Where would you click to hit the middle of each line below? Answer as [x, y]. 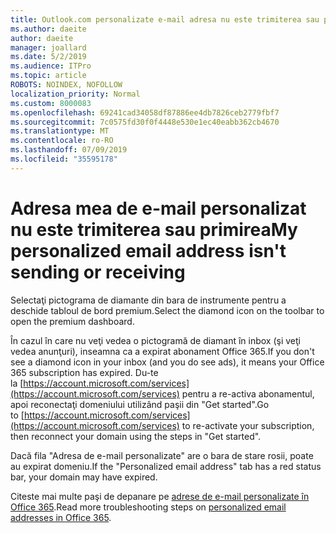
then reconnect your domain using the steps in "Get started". [136, 436]
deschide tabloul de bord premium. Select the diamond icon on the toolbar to [167, 310]
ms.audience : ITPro [51, 66]
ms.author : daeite [48, 29]
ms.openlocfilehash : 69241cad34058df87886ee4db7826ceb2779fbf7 [145, 112]
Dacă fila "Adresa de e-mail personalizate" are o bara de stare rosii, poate [162, 455]
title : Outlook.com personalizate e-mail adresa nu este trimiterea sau [165, 19]
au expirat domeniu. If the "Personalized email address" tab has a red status [166, 466]
